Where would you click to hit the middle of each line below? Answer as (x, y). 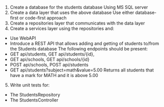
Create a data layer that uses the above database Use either (72, 12)
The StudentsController (34, 100)
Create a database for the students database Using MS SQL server (79, 7)
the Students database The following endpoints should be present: (79, 49)
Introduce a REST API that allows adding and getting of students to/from (85, 43)
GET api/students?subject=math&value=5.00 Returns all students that (82, 70)
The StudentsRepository (35, 95)
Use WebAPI (23, 38)
